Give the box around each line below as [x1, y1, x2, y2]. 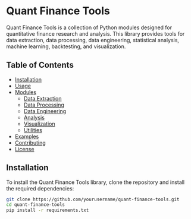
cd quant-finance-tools [6, 202, 65, 208]
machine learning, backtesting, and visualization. [6, 43, 126, 50]
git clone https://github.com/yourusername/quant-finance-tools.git [6, 196, 180, 202]
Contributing [14, 139, 46, 146]
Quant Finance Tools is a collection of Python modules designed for [6, 24, 173, 31]
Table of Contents [6, 60, 74, 70]
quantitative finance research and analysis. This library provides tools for [6, 30, 185, 37]
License [14, 145, 35, 152]
